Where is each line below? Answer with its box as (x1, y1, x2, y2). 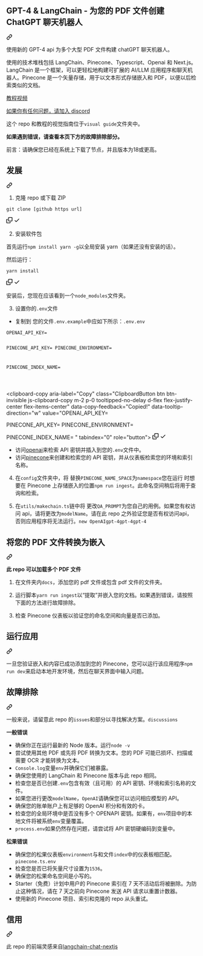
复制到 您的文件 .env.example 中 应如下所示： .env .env (14, 317, 145, 325)
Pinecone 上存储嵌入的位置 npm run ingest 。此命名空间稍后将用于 (27, 482, 191, 490)
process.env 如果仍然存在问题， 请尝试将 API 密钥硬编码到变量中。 (14, 824, 178, 832)
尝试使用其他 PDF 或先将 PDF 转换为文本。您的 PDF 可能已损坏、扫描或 (14, 749, 193, 756)
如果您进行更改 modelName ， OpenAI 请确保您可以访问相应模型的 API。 (14, 794, 182, 802)
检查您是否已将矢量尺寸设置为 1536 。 (14, 864, 106, 872)
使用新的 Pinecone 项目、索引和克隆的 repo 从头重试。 (14, 895, 152, 902)
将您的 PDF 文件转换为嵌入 (6, 537, 106, 547)
